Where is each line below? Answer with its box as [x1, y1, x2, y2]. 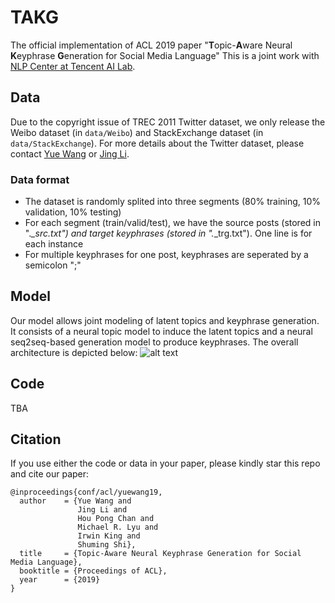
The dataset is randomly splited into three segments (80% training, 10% [24, 196, 322, 208]
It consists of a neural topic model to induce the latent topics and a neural [10, 325, 313, 337]
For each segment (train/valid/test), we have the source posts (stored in [24, 217, 321, 229]
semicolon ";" [24, 259, 82, 271]
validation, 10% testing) [24, 206, 122, 218]
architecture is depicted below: [10, 346, 138, 358]
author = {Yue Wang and [19, 496, 132, 506]
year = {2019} [19, 575, 101, 585]
